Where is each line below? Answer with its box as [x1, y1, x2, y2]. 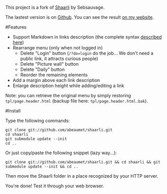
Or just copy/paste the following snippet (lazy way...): [5, 150, 117, 156]
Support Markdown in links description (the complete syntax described [12, 34, 162, 40]
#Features [5, 24, 27, 30]
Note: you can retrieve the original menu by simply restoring [5, 93, 131, 98]
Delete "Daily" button [20, 66, 65, 72]
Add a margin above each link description [12, 77, 100, 83]
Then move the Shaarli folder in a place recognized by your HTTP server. [5, 173, 158, 179]
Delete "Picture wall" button [20, 61, 79, 67]
